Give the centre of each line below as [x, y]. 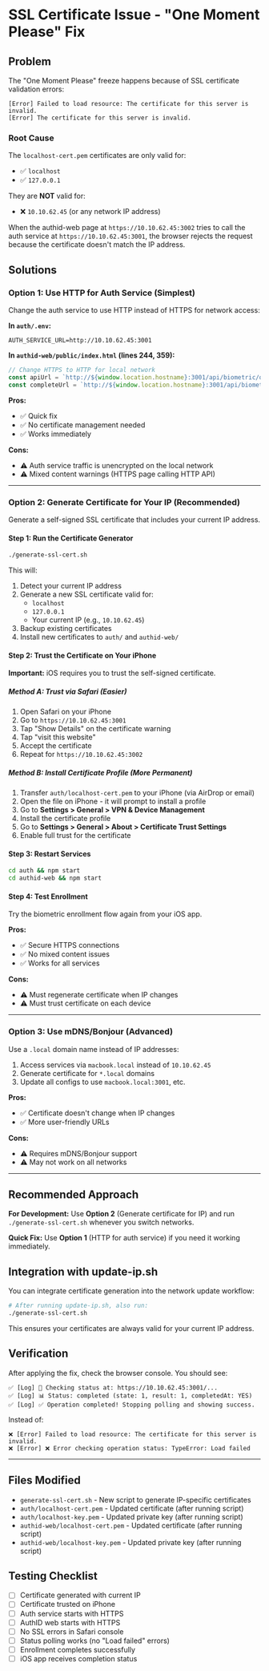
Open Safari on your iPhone [66, 712]
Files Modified [45, 1481]
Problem [30, 61]
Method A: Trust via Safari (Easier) [68, 691]
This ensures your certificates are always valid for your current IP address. [131, 1328]
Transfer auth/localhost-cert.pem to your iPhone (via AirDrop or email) [137, 793]
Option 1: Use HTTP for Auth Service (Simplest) [102, 293]
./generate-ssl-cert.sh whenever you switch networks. [101, 1222]
